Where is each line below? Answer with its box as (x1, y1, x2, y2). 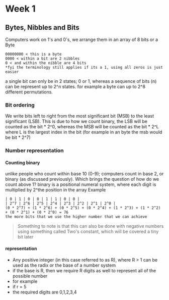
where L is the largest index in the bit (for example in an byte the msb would (5, 129, 162, 135)
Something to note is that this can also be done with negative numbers (17, 223, 164, 229)
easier (5, 69, 19, 74)
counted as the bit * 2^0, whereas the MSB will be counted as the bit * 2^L (5, 124, 159, 130)
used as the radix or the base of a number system (12, 262, 116, 268)
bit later (17, 234, 34, 240)
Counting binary (5, 160, 40, 166)
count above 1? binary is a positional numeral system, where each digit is (5, 181, 156, 187)
